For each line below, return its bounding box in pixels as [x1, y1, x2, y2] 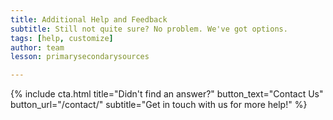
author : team [10, 42, 65, 53]
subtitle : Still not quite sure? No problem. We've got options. [10, 24, 288, 34]
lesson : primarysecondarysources [10, 52, 150, 62]
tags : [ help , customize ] [10, 33, 114, 43]
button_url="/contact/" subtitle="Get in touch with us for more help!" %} [10, 99, 308, 111]
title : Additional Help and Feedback [10, 14, 168, 25]
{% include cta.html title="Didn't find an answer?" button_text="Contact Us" [10, 88, 324, 100]
